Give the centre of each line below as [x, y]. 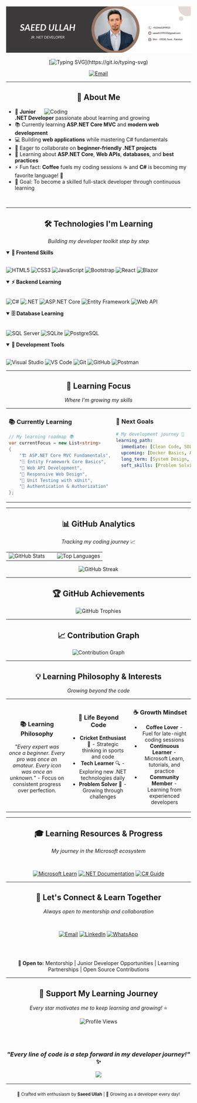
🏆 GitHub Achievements [98, 594]
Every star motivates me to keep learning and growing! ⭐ [98, 1008]
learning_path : [134, 441]
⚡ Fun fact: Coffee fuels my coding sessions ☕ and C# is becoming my [100, 167]
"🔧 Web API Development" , [51, 468]
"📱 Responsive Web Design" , [53, 474]
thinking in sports [103, 750]
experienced [164, 796]
